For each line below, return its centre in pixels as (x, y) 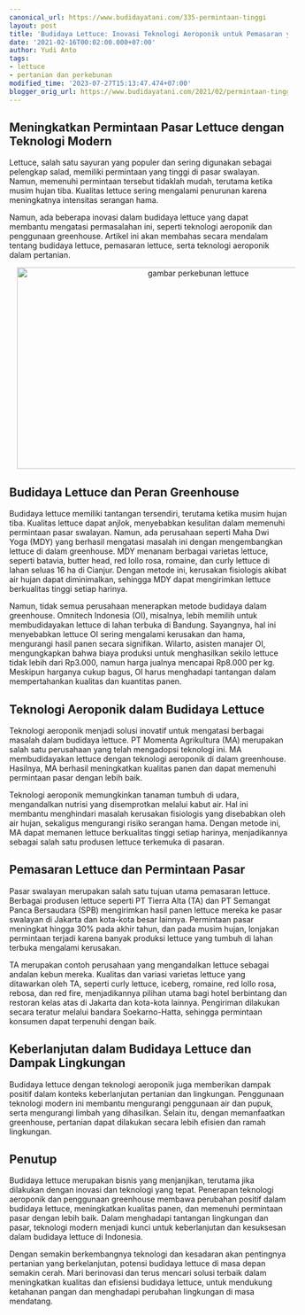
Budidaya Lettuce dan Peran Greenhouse (125, 492)
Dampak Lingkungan (68, 1063)
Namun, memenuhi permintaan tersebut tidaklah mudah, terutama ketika (141, 182)
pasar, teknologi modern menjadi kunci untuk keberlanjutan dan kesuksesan (148, 1227)
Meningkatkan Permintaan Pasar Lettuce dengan (147, 127)
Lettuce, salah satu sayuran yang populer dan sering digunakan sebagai (141, 163)
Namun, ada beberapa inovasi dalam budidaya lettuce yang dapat (129, 217)
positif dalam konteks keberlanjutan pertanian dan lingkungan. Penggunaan (147, 1093)
